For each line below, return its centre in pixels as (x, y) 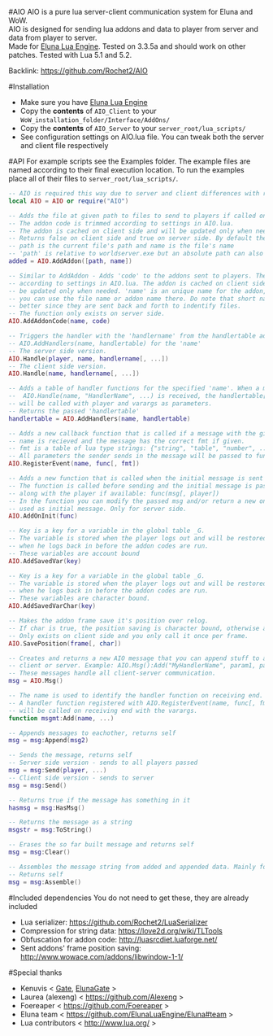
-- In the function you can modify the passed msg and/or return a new (132, 501)
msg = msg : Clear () (39, 852)
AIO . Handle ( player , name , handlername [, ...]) (89, 358)
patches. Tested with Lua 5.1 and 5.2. (70, 55)
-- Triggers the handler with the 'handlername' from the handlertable (132, 336)
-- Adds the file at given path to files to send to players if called (132, 216)
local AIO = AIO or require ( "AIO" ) (69, 201)
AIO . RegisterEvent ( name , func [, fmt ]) (74, 464)
